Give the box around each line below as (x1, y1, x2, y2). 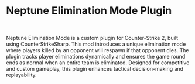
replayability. (6, 71, 37, 78)
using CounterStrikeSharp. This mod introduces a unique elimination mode (6, 41, 186, 48)
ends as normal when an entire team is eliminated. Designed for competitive (6, 59, 190, 66)
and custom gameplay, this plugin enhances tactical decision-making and (6, 65, 183, 72)
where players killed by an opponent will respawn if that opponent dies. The (6, 46, 189, 53)
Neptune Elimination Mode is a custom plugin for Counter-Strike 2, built (6, 34, 179, 41)
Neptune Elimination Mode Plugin (6, 4, 172, 17)
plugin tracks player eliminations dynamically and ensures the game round (6, 53, 186, 60)
